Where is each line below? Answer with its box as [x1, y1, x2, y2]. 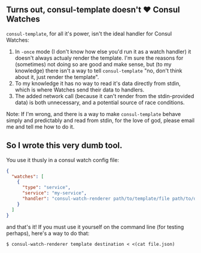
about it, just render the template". [14, 73, 99, 80]
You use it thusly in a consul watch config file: [6, 156, 120, 163]
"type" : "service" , [22, 185, 71, 191]
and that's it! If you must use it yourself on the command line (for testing [6, 223, 184, 230]
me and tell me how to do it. [6, 123, 75, 130]
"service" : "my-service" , [22, 190, 87, 196]
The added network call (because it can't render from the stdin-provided [14, 92, 194, 99]
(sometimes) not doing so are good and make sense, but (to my [14, 60, 172, 68]
